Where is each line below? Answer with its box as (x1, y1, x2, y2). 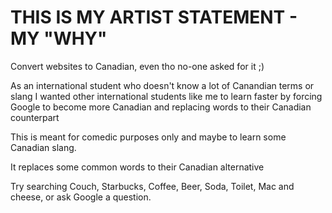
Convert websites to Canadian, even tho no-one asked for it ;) (10, 60, 265, 72)
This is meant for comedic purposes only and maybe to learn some (10, 131, 287, 143)
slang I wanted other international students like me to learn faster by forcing (10, 90, 323, 102)
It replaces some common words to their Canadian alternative (10, 161, 265, 173)
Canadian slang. (10, 141, 77, 153)
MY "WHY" (10, 27, 108, 50)
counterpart (10, 111, 60, 123)
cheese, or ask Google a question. (10, 191, 152, 203)
